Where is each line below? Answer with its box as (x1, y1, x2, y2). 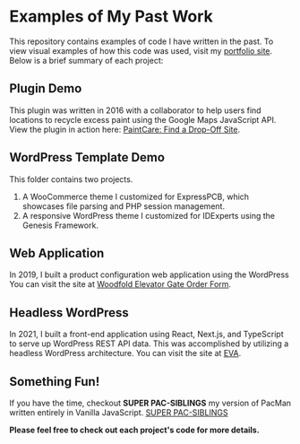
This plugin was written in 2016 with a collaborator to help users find (9, 105, 261, 116)
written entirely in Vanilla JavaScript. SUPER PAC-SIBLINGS (9, 407, 228, 418)
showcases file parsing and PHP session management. (21, 200, 226, 212)
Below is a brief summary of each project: (9, 55, 164, 65)
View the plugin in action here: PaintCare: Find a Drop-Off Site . (9, 124, 240, 135)
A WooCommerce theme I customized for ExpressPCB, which (21, 191, 249, 202)
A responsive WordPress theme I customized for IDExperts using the (21, 210, 276, 221)
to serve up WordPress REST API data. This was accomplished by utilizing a (9, 338, 289, 349)
